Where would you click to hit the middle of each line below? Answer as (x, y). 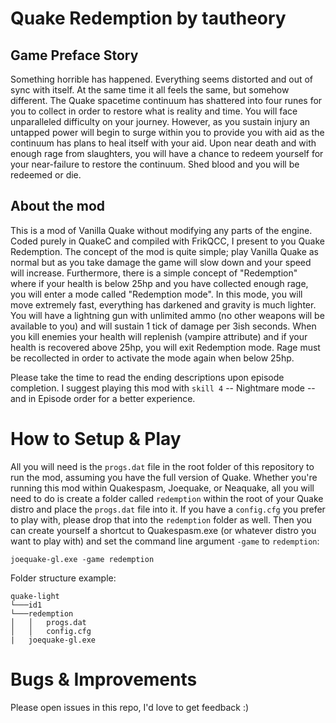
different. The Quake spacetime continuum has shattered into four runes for (166, 100)
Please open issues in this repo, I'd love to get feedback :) (130, 707)
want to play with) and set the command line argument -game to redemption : (165, 541)
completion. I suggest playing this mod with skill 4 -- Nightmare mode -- (163, 388)
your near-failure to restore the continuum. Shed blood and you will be (155, 164)
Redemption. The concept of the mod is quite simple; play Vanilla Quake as (164, 251)
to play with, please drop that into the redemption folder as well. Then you (161, 519)
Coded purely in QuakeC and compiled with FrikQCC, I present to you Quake (167, 241)
